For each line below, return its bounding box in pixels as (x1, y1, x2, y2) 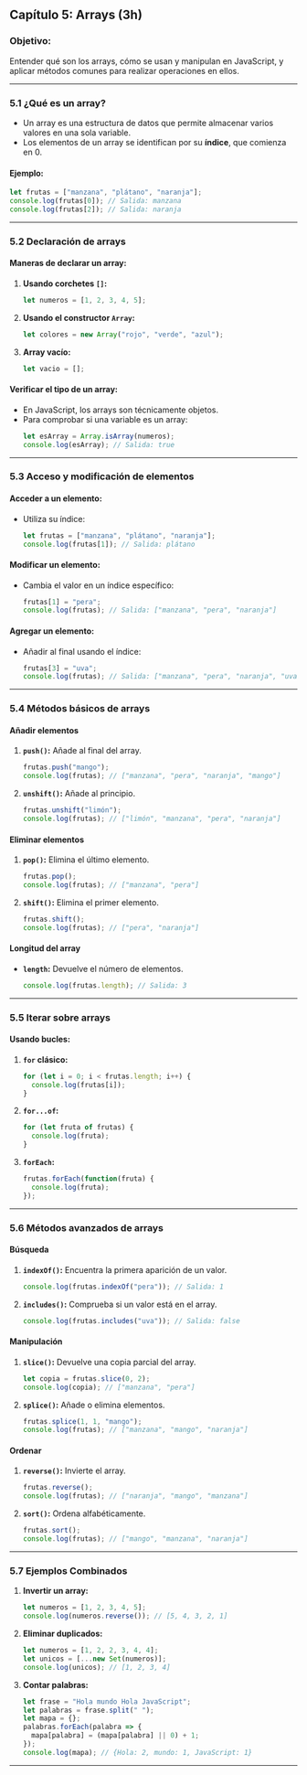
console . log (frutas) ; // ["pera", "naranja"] (22, 923, 199, 932)
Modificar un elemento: (9, 559, 101, 570)
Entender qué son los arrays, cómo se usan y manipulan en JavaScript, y (9, 55, 284, 67)
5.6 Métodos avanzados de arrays (9, 1221, 164, 1234)
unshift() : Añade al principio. (22, 788, 135, 799)
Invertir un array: (22, 1586, 89, 1597)
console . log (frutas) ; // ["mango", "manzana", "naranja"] (22, 1534, 249, 1544)
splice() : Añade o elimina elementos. (22, 1399, 165, 1410)
